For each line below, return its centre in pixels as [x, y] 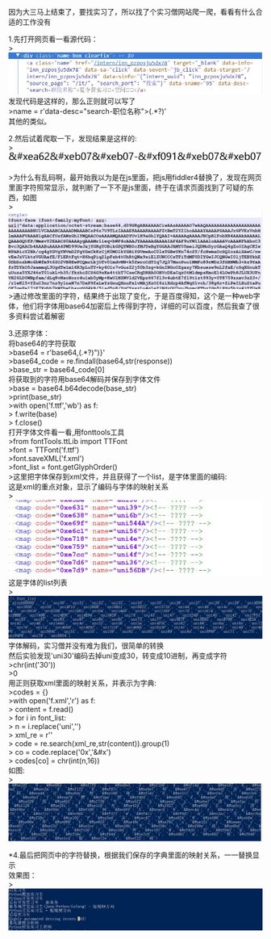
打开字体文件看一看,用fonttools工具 [67, 432]
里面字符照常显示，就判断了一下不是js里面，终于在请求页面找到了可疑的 [128, 187]
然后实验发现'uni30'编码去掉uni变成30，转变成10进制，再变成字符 [118, 656]
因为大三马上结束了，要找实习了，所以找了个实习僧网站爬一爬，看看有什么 [132, 12]
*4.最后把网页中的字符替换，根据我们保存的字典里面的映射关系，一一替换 [130, 855]
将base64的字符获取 [42, 344]
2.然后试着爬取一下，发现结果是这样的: [73, 139]
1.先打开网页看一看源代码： [53, 39]
